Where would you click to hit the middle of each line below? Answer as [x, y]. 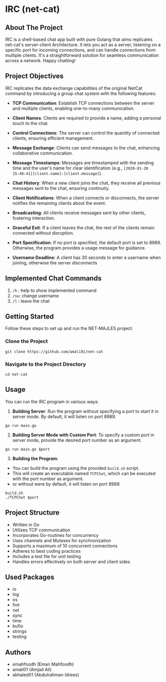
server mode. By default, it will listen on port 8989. [64, 417]
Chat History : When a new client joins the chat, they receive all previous [86, 183]
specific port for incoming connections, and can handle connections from [81, 50]
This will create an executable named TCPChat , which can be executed [84, 473]
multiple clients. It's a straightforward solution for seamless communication [82, 55]
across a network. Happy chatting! [41, 60]
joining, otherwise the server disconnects [55, 262]
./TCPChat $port [22, 497]
